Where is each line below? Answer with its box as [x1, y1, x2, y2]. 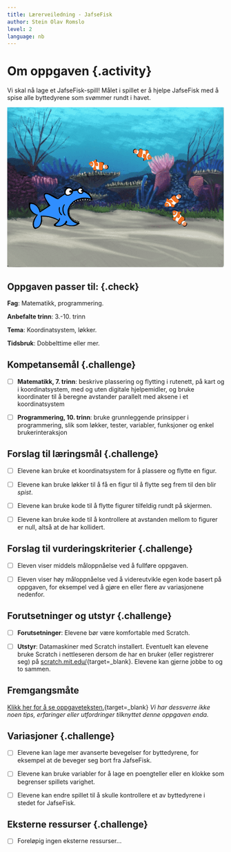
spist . [17, 488, 33, 496]
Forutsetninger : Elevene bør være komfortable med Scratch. [17, 628, 190, 637]
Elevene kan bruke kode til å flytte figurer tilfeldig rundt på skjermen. [17, 501, 212, 509]
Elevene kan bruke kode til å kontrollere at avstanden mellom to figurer [17, 515, 219, 523]
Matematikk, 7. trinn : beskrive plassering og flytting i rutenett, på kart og [17, 377, 225, 385]
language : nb [7, 33, 45, 40]
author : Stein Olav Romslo [7, 18, 85, 26]
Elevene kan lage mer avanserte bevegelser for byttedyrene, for [17, 749, 199, 757]
